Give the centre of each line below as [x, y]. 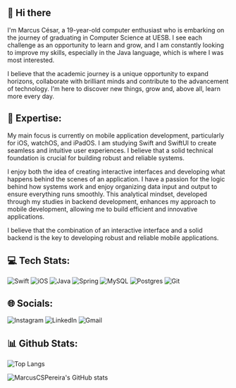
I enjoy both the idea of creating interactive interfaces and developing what [116, 171]
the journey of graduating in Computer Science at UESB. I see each [105, 37]
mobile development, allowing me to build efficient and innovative [103, 209]
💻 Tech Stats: [39, 261]
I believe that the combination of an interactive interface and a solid [105, 230]
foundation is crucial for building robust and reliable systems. [96, 158]
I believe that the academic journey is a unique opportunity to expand [108, 73]
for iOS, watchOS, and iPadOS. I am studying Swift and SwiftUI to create [112, 143]
